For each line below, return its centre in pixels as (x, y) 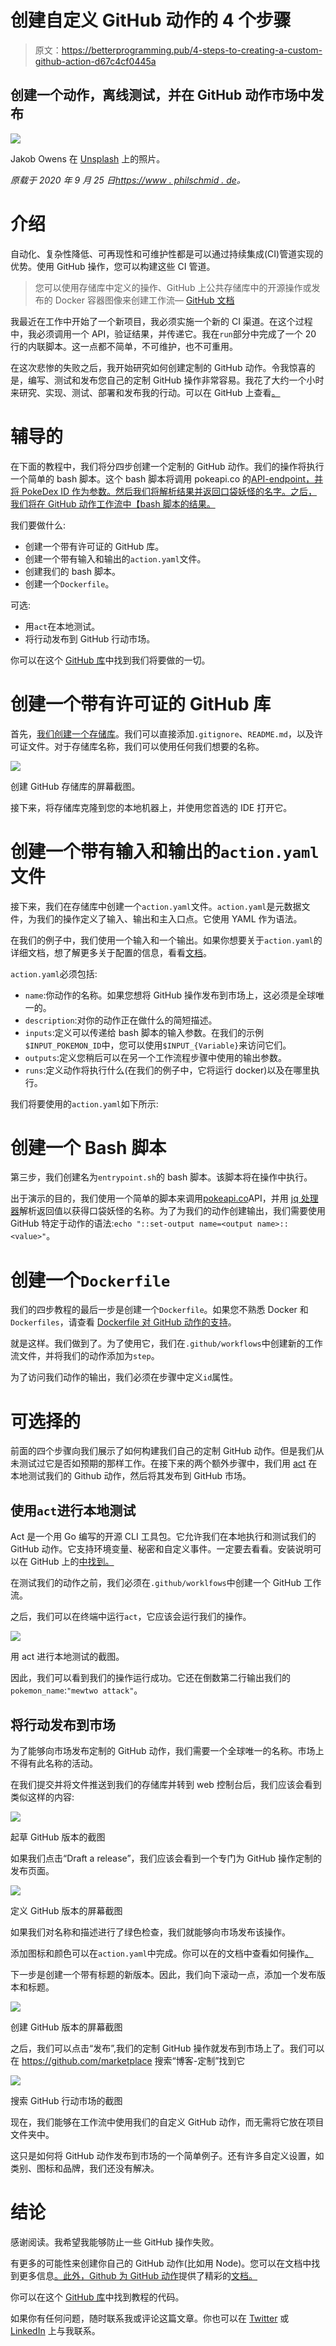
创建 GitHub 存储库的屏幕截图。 (75, 786)
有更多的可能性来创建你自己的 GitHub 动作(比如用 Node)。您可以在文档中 (161, 2263)
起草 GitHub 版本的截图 (58, 1837)
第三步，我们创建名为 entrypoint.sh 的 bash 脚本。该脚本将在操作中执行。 (161, 1177)
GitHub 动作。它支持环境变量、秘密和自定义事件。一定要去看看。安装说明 (161, 1549)
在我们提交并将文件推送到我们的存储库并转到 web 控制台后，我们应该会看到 (166, 1784)
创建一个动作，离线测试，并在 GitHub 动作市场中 (161, 95)
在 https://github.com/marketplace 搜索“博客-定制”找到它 (128, 2060)
